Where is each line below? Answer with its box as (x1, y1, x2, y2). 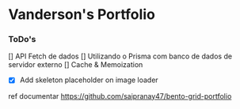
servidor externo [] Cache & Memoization (8, 60, 143, 70)
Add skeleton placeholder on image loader (19, 75, 158, 85)
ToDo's (8, 34, 36, 45)
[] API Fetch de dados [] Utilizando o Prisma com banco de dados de (8, 51, 232, 61)
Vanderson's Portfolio (8, 6, 156, 24)
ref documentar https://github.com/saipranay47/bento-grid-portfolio (8, 91, 232, 100)
